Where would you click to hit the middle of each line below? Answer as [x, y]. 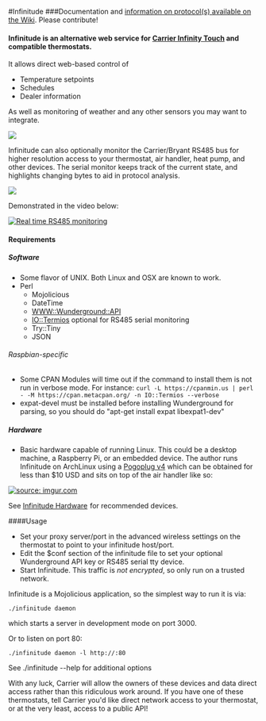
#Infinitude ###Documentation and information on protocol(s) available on [130, 12]
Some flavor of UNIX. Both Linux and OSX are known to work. [120, 278]
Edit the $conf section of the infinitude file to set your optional [121, 553]
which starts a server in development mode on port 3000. [102, 623]
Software [24, 258]
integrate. [24, 120]
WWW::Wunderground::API [76, 311]
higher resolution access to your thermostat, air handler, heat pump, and [127, 159]
